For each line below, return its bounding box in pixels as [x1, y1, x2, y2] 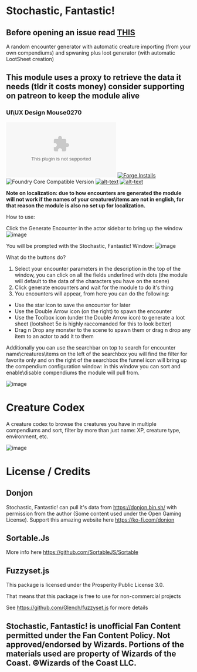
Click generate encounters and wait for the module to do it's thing [14, 284, 174, 291]
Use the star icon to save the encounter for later [14, 301, 131, 308]
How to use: [6, 213, 35, 220]
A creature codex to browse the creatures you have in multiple [6, 420, 157, 427]
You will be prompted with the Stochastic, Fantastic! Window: [6, 242, 154, 249]
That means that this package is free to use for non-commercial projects [6, 593, 181, 600]
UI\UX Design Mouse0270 [6, 109, 82, 117]
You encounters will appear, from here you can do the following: [14, 290, 170, 297]
